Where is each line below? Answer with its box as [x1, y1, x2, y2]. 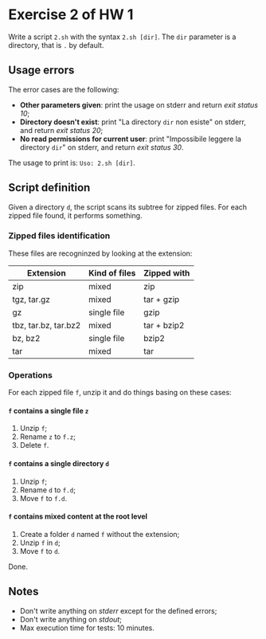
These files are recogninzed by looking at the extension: [8, 249, 193, 258]
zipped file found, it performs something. [8, 210, 143, 220]
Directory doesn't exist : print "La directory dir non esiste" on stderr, [19, 117, 247, 127]
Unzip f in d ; [19, 538, 61, 547]
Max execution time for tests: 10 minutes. [19, 623, 155, 633]
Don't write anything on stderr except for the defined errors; [19, 606, 217, 615]
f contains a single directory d [8, 458, 110, 468]
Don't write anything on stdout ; [19, 614, 122, 624]
